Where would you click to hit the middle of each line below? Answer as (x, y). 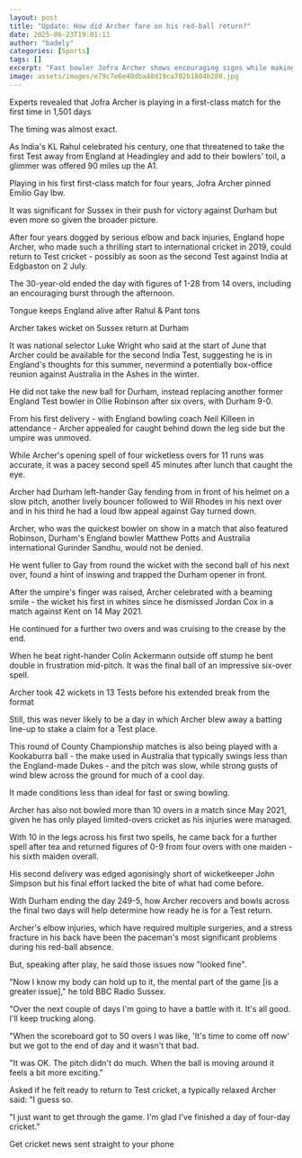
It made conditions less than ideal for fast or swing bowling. (120, 792)
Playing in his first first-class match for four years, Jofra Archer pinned (140, 183)
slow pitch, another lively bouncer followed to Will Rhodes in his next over (146, 501)
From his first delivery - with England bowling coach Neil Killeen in (132, 418)
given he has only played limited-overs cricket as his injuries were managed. (151, 819)
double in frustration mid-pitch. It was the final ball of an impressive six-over (151, 665)
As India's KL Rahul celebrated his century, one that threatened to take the (147, 146)
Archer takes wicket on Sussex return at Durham (99, 328)
